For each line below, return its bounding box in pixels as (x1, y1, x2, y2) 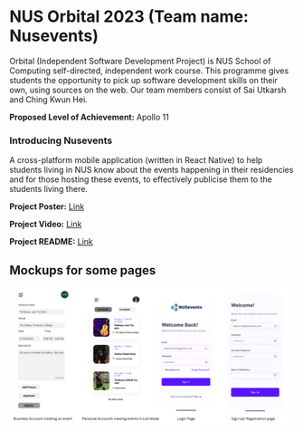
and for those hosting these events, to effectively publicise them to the (9, 174, 273, 185)
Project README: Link (9, 236, 93, 247)
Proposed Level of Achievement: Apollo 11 (9, 111, 169, 122)
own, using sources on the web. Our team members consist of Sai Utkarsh (9, 84, 287, 95)
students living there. (9, 184, 89, 195)
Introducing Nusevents (9, 134, 113, 147)
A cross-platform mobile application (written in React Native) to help (9, 155, 263, 166)
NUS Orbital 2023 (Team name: (9, 6, 249, 27)
